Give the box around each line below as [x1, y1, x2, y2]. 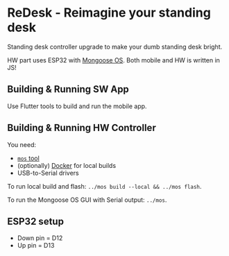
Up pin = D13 [17, 241, 55, 250]
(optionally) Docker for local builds [17, 161, 117, 169]
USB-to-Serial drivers [17, 169, 79, 177]
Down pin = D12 [17, 234, 63, 242]
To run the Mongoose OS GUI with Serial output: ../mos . [7, 196, 167, 204]
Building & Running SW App [7, 83, 130, 95]
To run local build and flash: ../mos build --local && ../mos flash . [7, 182, 202, 190]
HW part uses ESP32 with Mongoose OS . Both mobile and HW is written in [7, 56, 221, 64]
